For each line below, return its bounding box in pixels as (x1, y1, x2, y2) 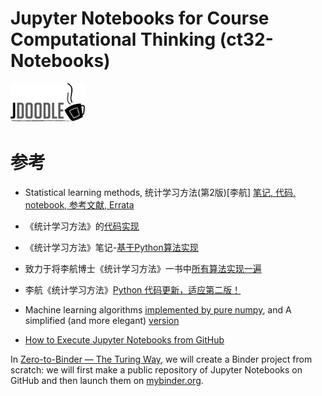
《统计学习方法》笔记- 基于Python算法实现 (24, 241, 199, 253)
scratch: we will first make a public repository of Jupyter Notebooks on (10, 363, 303, 376)
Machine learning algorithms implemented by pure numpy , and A (24, 303, 292, 316)
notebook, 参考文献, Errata (24, 198, 135, 211)
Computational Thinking (10, 28, 217, 51)
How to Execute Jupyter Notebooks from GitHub (24, 333, 225, 346)
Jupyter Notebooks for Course (10, 7, 270, 30)
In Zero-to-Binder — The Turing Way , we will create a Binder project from (10, 353, 313, 365)
